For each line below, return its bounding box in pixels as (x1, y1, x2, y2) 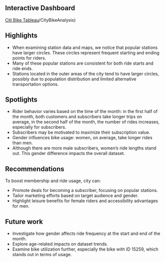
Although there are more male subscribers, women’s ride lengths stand (12, 145, 157, 151)
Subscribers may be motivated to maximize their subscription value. (12, 129, 150, 135)
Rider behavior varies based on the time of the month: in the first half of (12, 109, 158, 114)
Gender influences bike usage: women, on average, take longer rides (12, 135, 153, 141)
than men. (12, 140, 33, 146)
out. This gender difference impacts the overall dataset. (12, 150, 125, 156)
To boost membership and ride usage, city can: (5, 178, 101, 184)
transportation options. (12, 81, 59, 87)
